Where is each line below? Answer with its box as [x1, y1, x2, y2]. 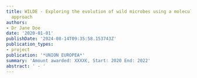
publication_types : [6, 42, 54, 48]
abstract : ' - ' [6, 63, 46, 69]
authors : [6, 19, 28, 25]
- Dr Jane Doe [6, 25, 41, 31]
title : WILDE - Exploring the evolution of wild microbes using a [6, 8, 172, 15]
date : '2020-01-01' [6, 30, 54, 36]
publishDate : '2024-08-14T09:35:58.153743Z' [6, 36, 117, 42]
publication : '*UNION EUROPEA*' [6, 52, 85, 58]
